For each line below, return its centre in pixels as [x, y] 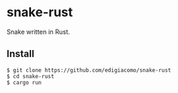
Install [20, 54]
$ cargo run [24, 82]
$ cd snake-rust [30, 76]
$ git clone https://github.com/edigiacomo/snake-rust [89, 70]
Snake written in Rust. [38, 32]
